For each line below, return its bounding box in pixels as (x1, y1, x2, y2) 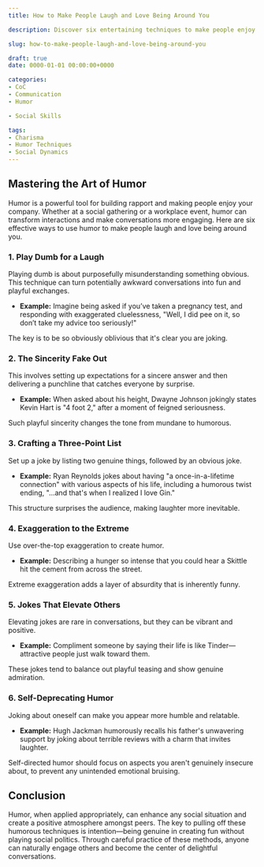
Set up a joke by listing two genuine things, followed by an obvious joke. (8, 456, 242, 465)
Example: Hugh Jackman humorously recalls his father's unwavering (19, 726, 244, 735)
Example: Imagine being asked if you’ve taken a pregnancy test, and (19, 301, 243, 311)
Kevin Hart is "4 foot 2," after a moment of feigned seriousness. (19, 403, 226, 412)
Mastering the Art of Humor (8, 177, 147, 191)
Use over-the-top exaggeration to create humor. (8, 541, 165, 550)
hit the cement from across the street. (19, 564, 143, 574)
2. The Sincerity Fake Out (8, 353, 108, 364)
